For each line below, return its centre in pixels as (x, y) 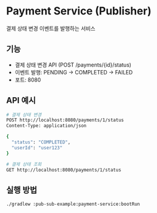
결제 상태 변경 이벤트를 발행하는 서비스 (51, 28)
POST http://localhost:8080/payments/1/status (65, 120)
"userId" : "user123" (37, 148)
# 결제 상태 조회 (24, 164)
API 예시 (21, 100)
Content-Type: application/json (46, 126)
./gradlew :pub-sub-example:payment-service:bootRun (73, 204)
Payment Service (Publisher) (79, 11)
